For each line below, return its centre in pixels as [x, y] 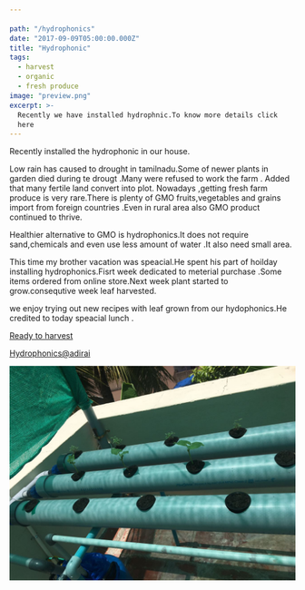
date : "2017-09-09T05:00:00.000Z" [75, 38]
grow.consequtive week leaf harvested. [83, 291]
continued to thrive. [46, 217]
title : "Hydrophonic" [50, 48]
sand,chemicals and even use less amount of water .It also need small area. [151, 244]
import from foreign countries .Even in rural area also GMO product [135, 208]
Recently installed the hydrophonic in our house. [100, 152]
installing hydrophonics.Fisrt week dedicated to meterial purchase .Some [146, 271]
